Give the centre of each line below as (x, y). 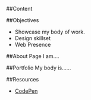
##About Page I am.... (33, 56)
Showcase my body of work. (50, 32)
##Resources (23, 79)
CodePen (26, 91)
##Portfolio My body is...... (39, 68)
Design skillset (33, 38)
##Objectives (23, 20)
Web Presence (33, 45)
